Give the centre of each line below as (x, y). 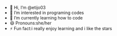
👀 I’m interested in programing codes (47, 13)
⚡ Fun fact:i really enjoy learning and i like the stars (61, 28)
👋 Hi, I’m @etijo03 (28, 8)
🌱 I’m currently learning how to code (46, 18)
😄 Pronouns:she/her (30, 23)
